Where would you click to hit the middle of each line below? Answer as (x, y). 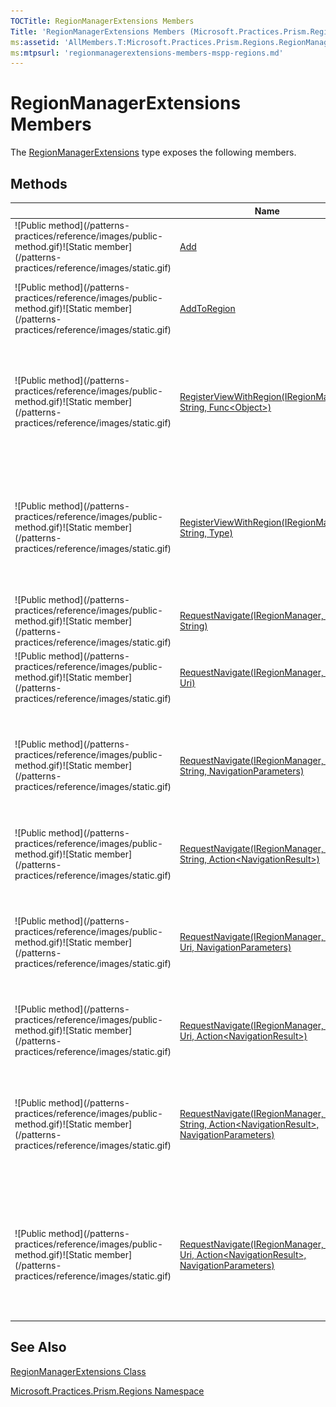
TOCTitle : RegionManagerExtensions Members (102, 21)
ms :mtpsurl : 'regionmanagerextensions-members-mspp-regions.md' (147, 53)
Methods (39, 183)
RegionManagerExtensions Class (78, 1371)
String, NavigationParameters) (242, 771)
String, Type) (206, 532)
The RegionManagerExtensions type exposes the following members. (153, 152)
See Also (38, 1347)
